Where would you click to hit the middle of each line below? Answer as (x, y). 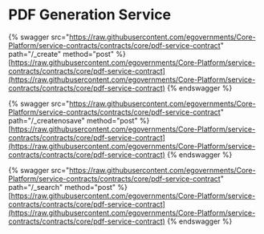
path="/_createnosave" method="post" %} (79, 120)
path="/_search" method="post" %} (68, 187)
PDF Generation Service (89, 15)
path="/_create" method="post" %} (67, 54)
